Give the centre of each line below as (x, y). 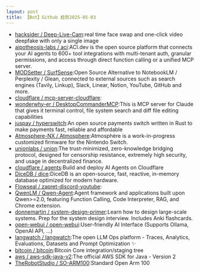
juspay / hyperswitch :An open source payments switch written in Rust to (104, 123)
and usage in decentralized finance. (59, 161)
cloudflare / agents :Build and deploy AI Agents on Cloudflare (89, 167)
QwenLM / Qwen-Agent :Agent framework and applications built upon (100, 193)
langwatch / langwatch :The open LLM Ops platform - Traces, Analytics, (102, 237)
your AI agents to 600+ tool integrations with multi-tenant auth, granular (103, 53)
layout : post (22, 12)
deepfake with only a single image (57, 41)
